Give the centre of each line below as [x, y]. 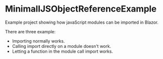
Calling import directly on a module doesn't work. [62, 46]
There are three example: [30, 31]
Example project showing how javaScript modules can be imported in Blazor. [82, 22]
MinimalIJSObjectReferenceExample [81, 9]
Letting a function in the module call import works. [63, 51]
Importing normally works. [38, 41]
